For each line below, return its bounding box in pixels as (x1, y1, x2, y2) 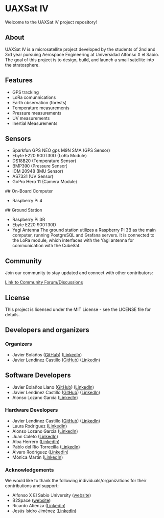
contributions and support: (5, 483, 59, 489)
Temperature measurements (12, 105, 70, 111)
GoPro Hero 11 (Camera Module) (12, 179, 77, 185)
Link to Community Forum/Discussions (5, 280, 83, 285)
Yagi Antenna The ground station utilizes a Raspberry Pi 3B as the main (12, 227, 156, 233)
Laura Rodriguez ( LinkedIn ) (12, 423, 67, 429)
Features (5, 76, 33, 85)
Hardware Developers (5, 407, 58, 414)
